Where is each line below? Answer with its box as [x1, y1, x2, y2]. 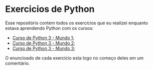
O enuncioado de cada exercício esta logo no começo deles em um [5, 55, 144, 61]
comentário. [5, 60, 30, 66]
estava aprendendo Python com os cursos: [5, 25, 94, 31]
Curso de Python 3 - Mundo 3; [12, 45, 76, 51]
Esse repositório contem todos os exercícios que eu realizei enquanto [5, 20, 148, 26]
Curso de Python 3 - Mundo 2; [12, 40, 76, 46]
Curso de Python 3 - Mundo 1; [12, 35, 75, 41]
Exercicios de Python [5, 3, 95, 15]
